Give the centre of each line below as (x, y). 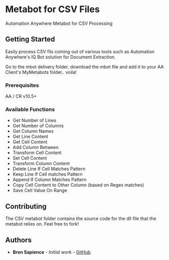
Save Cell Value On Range (40, 191)
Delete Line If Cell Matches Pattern (49, 169)
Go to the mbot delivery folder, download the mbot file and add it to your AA (84, 66)
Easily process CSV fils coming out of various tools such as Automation (80, 51)
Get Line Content (30, 137)
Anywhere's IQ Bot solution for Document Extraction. (60, 57)
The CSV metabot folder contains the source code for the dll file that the (81, 218)
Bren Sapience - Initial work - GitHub (52, 252)
